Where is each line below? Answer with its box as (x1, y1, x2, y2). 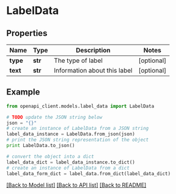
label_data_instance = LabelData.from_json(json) (6, 131, 136, 137)
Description (75, 46, 111, 54)
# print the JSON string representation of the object (6, 137, 149, 143)
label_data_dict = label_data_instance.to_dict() (6, 159, 136, 165)
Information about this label (54, 66, 133, 74)
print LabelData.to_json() (6, 143, 75, 149)
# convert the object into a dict (6, 153, 95, 159)
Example (6, 87, 40, 98)
